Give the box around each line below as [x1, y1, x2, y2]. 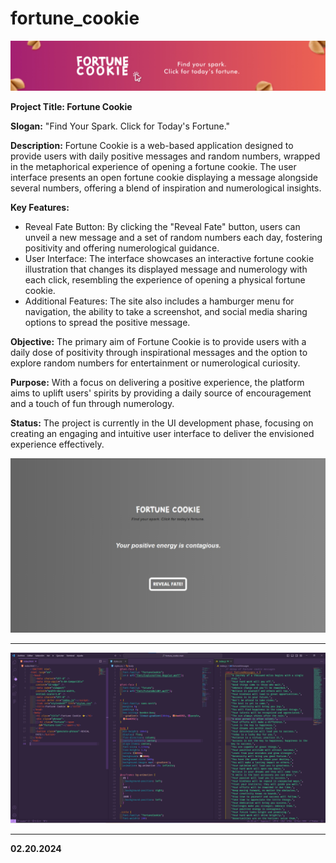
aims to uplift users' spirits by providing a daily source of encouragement [10, 387, 312, 399]
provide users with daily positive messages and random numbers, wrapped [10, 150, 321, 162]
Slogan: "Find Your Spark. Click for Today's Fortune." [10, 120, 231, 132]
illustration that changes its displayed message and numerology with [24, 263, 308, 275]
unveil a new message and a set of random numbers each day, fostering [24, 231, 323, 243]
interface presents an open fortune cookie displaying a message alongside [10, 171, 318, 183]
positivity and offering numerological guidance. [24, 242, 220, 254]
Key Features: [10, 201, 70, 213]
